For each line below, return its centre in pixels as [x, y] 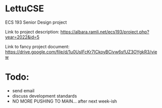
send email [23, 90]
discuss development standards [44, 96]
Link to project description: [32, 32]
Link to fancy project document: [37, 46]
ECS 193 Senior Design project [36, 22]
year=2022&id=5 [22, 37]
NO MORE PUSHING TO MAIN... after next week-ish [65, 101]
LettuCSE [25, 9]
